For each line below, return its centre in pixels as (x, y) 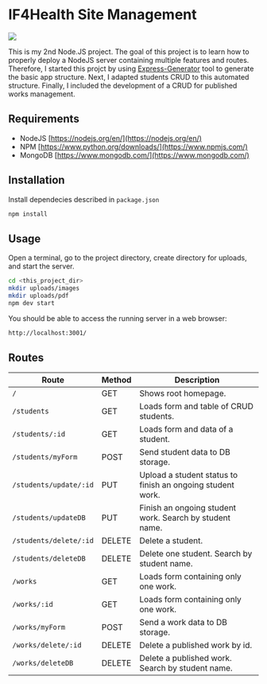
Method (116, 380)
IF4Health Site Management (103, 15)
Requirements (44, 119)
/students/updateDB (49, 518)
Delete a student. (171, 541)
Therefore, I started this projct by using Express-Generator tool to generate (131, 68)
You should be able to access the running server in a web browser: (118, 318)
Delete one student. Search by (195, 553)
